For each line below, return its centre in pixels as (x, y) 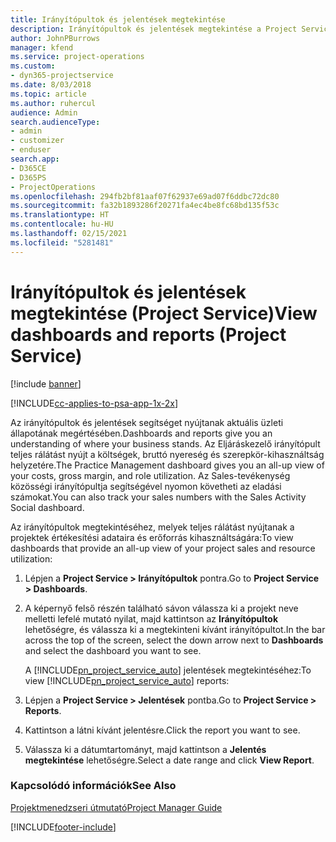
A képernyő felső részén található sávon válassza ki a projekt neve (161, 608)
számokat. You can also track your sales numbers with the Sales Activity (158, 497)
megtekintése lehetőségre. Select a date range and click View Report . (169, 760)
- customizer (37, 141)
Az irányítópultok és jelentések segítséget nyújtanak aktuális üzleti (147, 422)
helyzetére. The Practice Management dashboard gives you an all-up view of (167, 465)
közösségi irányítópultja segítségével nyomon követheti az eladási (146, 486)
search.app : (35, 159)
